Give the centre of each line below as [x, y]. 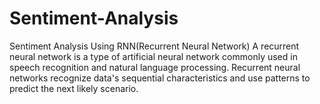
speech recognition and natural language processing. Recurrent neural [155, 67]
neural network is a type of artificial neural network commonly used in [153, 56]
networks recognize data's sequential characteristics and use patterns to [160, 78]
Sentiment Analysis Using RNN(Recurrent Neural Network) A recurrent [154, 46]
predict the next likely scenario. [74, 88]
